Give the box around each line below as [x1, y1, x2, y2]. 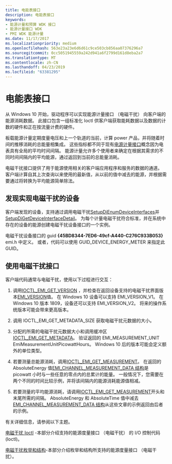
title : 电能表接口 [5, 7, 41, 13]
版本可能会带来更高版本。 [17, 306, 72, 313]
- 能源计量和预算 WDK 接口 [5, 22, 56, 27]
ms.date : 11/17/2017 [5, 36, 50, 42]
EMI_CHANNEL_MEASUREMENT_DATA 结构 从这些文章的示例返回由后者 [12, 401, 163, 408]
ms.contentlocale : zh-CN [5, 60, 58, 65]
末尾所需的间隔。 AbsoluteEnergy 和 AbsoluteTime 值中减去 [12, 395, 139, 401]
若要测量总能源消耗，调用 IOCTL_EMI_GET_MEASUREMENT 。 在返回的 [12, 358, 162, 365]
